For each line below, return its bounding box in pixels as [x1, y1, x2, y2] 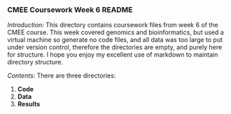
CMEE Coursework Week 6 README [7, 5, 133, 15]
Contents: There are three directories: [7, 71, 116, 80]
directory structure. [7, 58, 63, 66]
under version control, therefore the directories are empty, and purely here [7, 43, 223, 52]
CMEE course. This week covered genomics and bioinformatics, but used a [7, 28, 224, 36]
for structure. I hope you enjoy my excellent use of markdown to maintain [7, 50, 218, 59]
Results [17, 100, 41, 108]
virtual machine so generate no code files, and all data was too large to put [7, 36, 223, 44]
